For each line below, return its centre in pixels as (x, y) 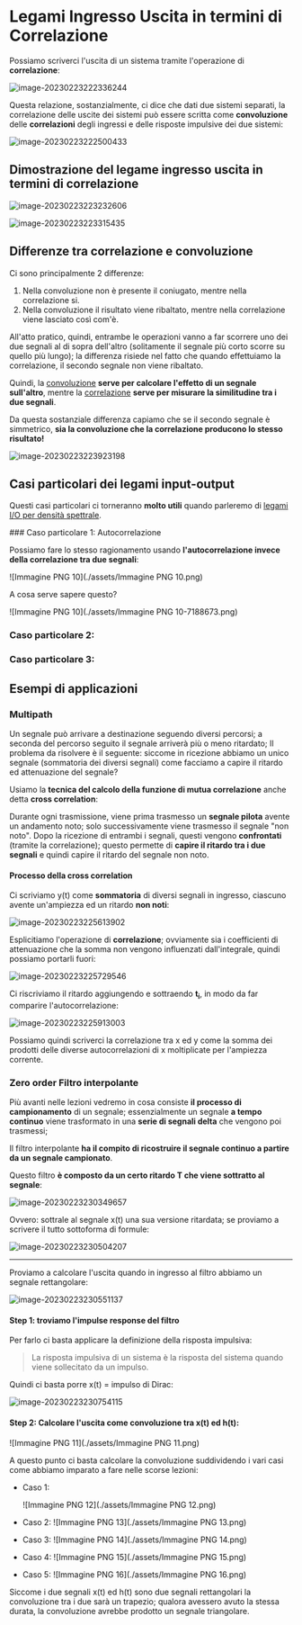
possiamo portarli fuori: (53, 959)
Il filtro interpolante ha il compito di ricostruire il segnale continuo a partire (149, 1148)
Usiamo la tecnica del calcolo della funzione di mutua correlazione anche (148, 789)
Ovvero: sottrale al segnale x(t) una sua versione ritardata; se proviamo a (144, 1220)
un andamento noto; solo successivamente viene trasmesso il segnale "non (149, 826)
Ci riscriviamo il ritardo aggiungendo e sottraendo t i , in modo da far (134, 994)
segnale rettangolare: (49, 1282)
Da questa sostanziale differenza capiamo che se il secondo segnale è (140, 419)
